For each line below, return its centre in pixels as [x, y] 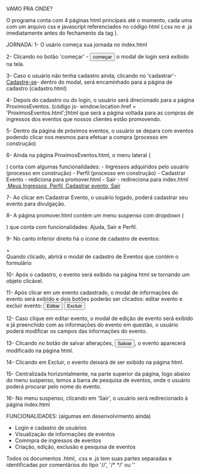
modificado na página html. [40, 351]
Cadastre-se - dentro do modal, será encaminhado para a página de [90, 82]
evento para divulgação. [36, 204]
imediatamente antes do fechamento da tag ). [62, 33]
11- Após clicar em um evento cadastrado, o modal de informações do [92, 292]
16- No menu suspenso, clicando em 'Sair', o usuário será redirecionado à [97, 398]
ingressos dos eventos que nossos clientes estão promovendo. [84, 119]
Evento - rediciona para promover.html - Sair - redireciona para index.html [97, 179]
